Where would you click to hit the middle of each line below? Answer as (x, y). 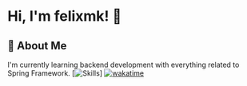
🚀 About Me (37, 46)
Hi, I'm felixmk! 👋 (65, 16)
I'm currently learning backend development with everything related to (124, 64)
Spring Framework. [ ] (55, 73)
